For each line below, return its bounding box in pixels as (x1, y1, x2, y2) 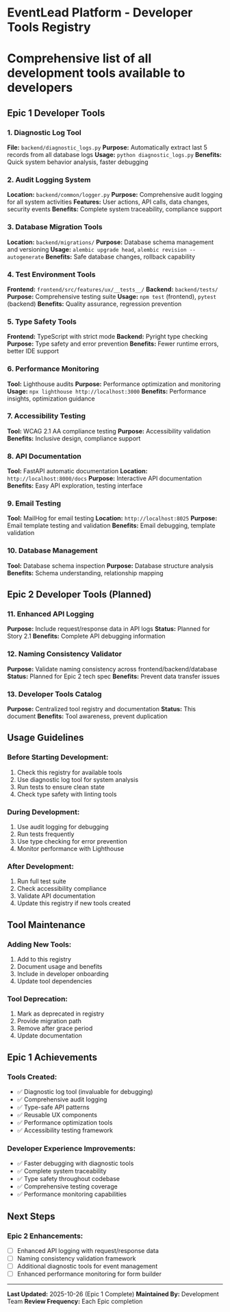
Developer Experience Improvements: (7, 1143, 136, 1153)
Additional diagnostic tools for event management (16, 1262, 158, 1270)
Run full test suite (16, 877, 66, 885)
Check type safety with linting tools (16, 790, 117, 798)
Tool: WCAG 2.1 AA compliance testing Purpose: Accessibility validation (7, 427, 211, 435)
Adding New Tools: (7, 940, 72, 949)
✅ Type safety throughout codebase (16, 1175, 120, 1183)
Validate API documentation (16, 892, 96, 900)
